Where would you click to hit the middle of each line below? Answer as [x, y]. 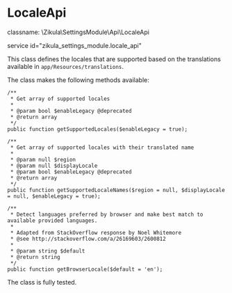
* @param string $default [48, 251]
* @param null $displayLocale [54, 166]
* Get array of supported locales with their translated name [102, 148]
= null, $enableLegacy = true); [54, 196]
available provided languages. [52, 221]
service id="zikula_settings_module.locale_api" [75, 45]
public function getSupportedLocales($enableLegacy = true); [98, 129]
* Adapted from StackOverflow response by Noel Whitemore [96, 232]
